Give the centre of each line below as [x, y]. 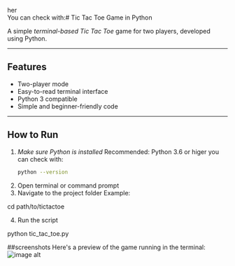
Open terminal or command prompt [68, 185]
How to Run [33, 135]
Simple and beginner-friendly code [68, 106]
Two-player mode [43, 84]
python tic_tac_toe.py [38, 233]
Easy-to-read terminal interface [63, 91]
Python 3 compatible [48, 99]
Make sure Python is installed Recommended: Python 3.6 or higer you [118, 152]
